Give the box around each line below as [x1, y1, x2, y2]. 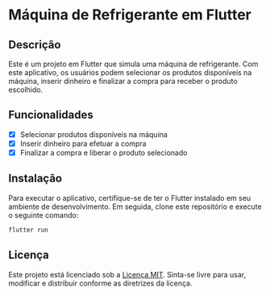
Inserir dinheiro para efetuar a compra [19, 139, 147, 148]
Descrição [8, 38, 61, 52]
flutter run [8, 226, 48, 234]
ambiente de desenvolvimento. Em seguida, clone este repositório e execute [8, 202, 262, 211]
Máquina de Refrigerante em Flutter [8, 6, 251, 24]
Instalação [8, 172, 63, 186]
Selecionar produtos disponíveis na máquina [19, 129, 168, 139]
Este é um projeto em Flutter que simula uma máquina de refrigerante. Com [8, 59, 259, 69]
